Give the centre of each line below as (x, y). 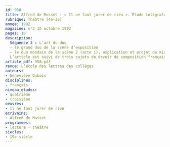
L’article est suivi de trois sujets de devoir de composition (78, 57)
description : (19, 38)
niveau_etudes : (21, 90)
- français (17, 85)
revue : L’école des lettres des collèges (50, 66)
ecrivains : (17, 113)
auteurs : (14, 71)
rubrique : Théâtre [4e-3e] (34, 19)
